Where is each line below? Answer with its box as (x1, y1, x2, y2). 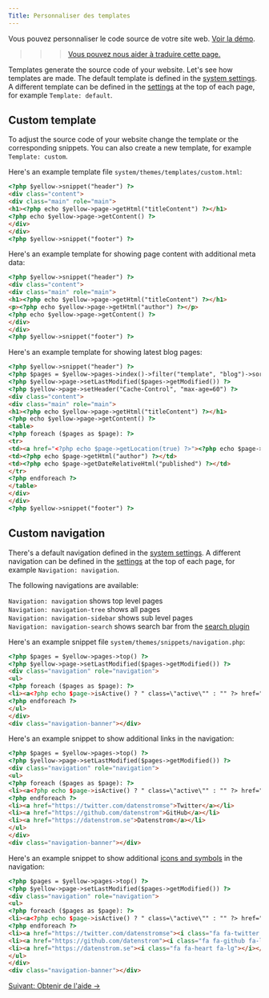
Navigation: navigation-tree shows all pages (8, 604, 161, 614)
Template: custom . (8, 151, 68, 161)
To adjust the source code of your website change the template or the (8, 135, 239, 144)
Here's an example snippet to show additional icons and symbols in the (8, 853, 243, 863)
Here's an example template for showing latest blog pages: (8, 348, 203, 357)
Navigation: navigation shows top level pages (8, 596, 163, 606)
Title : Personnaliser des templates (8, 11, 130, 20)
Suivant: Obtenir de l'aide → (8, 981, 101, 991)
